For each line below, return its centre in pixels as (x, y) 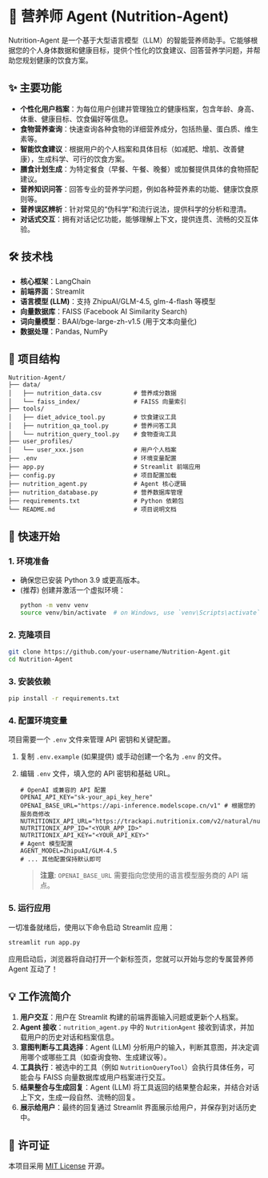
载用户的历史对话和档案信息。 (69, 1037)
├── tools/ (26, 409)
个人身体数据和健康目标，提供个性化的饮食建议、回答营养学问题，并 (141, 50)
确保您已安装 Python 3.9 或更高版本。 (82, 580)
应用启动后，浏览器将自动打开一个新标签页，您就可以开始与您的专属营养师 (131, 958)
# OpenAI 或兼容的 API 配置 (63, 791)
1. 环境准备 (29, 561)
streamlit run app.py (44, 942)
